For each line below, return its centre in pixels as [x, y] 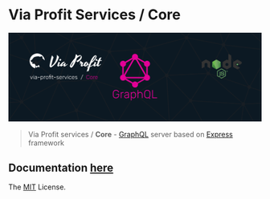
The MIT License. [37, 187]
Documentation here [61, 168]
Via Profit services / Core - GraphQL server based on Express [130, 134]
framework [46, 143]
